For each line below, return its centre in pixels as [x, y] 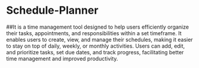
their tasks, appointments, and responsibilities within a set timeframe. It [94, 33]
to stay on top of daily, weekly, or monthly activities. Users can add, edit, [96, 46]
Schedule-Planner [52, 10]
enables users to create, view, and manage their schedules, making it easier [99, 39]
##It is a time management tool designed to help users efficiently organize [98, 27]
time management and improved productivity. [62, 58]
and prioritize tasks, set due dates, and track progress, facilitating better [95, 52]
